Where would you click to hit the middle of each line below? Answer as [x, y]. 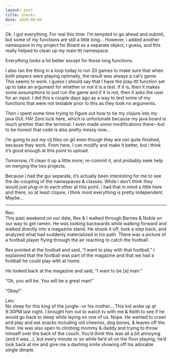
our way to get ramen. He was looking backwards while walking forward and [86, 224]
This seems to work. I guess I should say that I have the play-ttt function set [85, 82]
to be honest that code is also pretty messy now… [58, 130]
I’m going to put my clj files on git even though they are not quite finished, [83, 140]
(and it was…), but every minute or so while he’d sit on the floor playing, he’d [86, 339]
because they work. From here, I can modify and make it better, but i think [83, 145]
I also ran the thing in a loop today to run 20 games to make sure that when [84, 70]
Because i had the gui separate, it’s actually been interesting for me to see [83, 176]
